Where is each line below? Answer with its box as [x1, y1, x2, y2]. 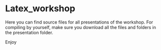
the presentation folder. [5, 29, 53, 35]
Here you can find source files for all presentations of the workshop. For [5, 19, 154, 25]
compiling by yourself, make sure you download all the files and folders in [5, 24, 156, 30]
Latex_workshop [5, 3, 76, 14]
